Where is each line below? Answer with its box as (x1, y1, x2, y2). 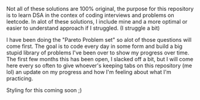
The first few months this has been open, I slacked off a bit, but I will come (6, 56, 194, 62)
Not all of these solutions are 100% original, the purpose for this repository (6, 5, 194, 12)
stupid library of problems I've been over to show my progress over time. (6, 49, 190, 56)
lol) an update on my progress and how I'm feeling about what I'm (6, 68, 172, 75)
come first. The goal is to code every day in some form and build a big (6, 42, 183, 50)
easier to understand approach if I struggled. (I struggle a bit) (6, 24, 160, 32)
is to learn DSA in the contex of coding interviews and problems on (6, 12, 174, 19)
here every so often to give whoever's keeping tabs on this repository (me (6, 62, 192, 69)
